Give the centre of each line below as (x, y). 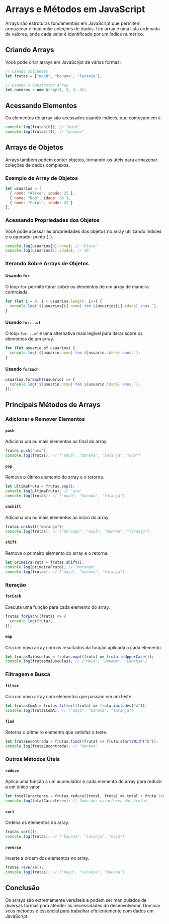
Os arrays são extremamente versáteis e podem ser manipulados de (76, 900)
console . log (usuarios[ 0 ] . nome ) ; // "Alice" (52, 246)
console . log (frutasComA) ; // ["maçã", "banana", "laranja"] (70, 711)
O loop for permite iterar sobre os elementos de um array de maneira (77, 287)
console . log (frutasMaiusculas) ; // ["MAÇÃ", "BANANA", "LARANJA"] (76, 661)
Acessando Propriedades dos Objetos (52, 220)
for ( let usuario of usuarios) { (40, 348)
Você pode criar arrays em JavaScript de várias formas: (63, 62)
